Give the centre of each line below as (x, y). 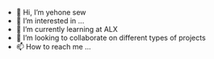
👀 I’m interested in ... (50, 21)
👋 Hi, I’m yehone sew (51, 12)
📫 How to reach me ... (53, 47)
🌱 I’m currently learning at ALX (67, 29)
